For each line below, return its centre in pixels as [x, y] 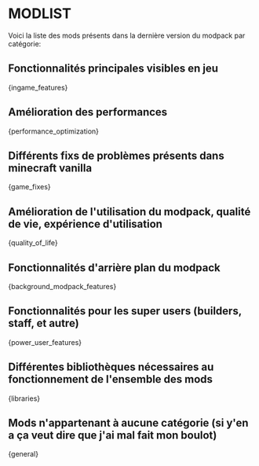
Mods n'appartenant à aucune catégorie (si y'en [128, 423]
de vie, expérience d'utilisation [86, 224]
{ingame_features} [38, 87]
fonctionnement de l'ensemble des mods [111, 379]
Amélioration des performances [88, 112]
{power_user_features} [45, 342]
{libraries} [24, 398]
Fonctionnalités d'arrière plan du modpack [115, 268]
